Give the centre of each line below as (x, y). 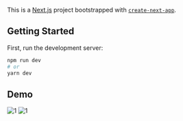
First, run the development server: (55, 48)
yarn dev (20, 73)
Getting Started (41, 31)
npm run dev (24, 60)
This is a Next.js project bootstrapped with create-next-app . (92, 10)
